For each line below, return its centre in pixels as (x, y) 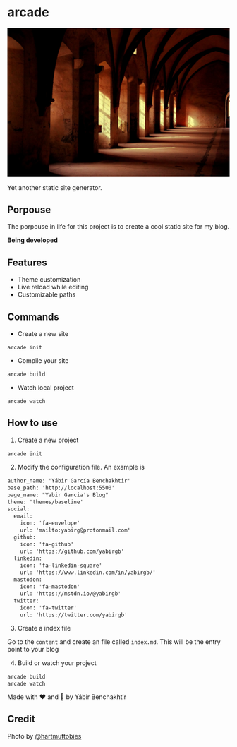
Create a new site (43, 334)
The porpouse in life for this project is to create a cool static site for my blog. (119, 227)
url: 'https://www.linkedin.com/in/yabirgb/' (88, 573)
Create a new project (48, 440)
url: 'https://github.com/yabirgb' (72, 551)
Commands (34, 317)
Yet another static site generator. (55, 187)
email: (23, 516)
